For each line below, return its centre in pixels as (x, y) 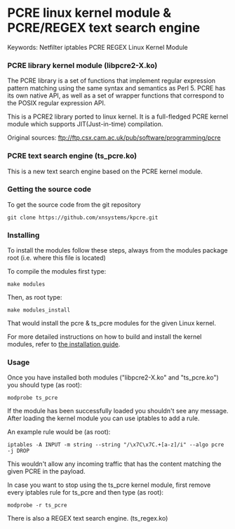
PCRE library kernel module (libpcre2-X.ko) (82, 65)
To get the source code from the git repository (74, 204)
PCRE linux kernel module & (89, 13)
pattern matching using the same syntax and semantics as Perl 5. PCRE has (116, 88)
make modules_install (39, 310)
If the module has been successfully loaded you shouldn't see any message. (118, 411)
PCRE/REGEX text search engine (104, 28)
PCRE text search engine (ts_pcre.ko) (72, 156)
